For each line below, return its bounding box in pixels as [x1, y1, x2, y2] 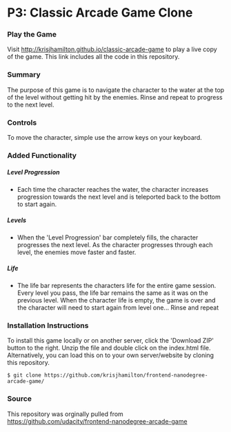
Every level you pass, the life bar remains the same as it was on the [17, 289, 208, 297]
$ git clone [7, 372, 41, 379]
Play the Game [7, 30, 57, 39]
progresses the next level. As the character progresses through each [17, 240, 213, 249]
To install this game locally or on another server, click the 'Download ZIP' [7, 336, 214, 345]
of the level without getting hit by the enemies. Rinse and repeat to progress [7, 93, 223, 101]
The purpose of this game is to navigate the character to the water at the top [7, 85, 225, 94]
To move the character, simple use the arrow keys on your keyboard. [7, 134, 202, 142]
